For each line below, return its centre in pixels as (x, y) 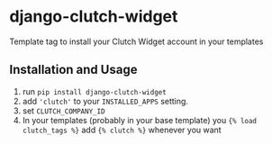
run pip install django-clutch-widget (94, 91)
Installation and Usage (73, 70)
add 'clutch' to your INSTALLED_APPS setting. (105, 101)
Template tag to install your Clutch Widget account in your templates (136, 41)
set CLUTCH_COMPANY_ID (63, 111)
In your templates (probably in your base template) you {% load (140, 120)
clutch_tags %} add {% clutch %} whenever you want (122, 130)
